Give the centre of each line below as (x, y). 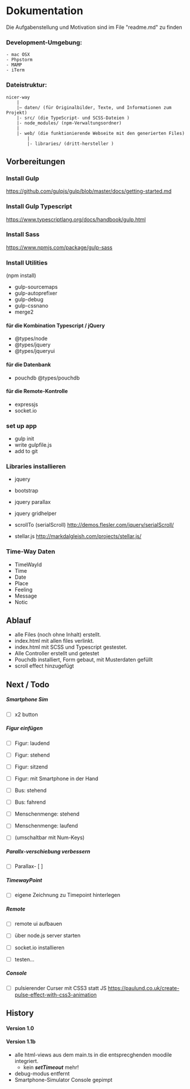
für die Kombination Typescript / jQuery (56, 325)
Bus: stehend (30, 790)
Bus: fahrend (30, 802)
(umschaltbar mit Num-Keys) (50, 837)
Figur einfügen (24, 728)
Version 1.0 (20, 1028)
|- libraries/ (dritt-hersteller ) (71, 143)
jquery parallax (33, 502)
